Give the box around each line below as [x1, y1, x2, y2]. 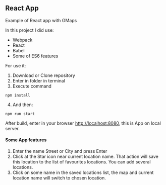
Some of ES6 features [12, 53, 59, 59]
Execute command [12, 83, 52, 89]
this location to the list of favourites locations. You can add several [12, 159, 151, 165]
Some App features [5, 137, 47, 143]
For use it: [5, 62, 26, 68]
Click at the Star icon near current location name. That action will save [12, 153, 159, 160]
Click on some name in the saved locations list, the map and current [12, 169, 154, 175]
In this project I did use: [5, 27, 54, 33]
